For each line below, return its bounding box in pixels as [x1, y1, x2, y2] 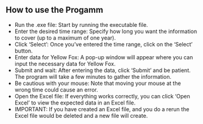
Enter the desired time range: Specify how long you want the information [14, 27, 198, 35]
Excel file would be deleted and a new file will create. [14, 112, 148, 119]
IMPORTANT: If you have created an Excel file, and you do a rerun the [14, 105, 190, 112]
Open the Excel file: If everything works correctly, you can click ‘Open [14, 92, 190, 100]
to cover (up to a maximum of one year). [14, 34, 116, 42]
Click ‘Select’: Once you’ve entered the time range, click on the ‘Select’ [14, 40, 193, 48]
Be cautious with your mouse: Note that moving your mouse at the [14, 79, 181, 87]
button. [14, 47, 33, 54]
